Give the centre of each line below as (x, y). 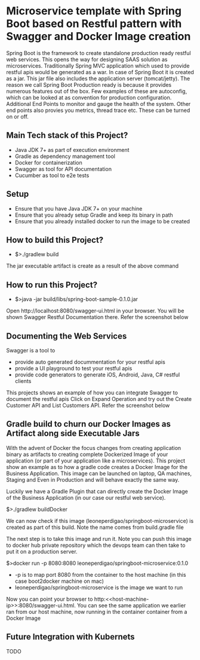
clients (23, 381)
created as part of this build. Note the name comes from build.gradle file (95, 527)
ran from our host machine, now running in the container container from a (97, 612)
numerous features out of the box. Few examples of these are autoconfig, (97, 91)
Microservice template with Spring (94, 11)
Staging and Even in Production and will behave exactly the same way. (93, 479)
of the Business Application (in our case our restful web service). (86, 497)
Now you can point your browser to (50, 599)
